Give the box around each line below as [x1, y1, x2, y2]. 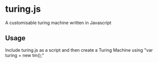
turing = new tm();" [5, 52, 45, 58]
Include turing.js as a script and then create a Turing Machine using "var [5, 47, 153, 53]
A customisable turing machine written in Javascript [5, 20, 112, 26]
